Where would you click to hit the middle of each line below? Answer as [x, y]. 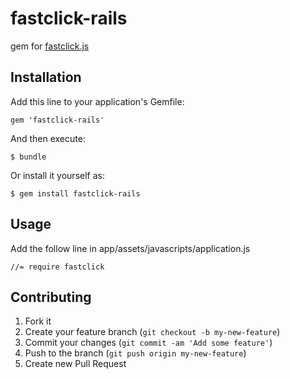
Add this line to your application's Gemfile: [97, 101]
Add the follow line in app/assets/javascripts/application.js [130, 248]
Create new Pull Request [75, 364]
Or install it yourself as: [57, 175]
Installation [46, 77]
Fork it [38, 321]
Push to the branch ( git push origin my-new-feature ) [135, 353]
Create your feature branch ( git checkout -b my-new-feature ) [152, 332]
